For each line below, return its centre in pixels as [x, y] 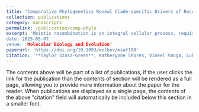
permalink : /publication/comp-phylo [51, 28]
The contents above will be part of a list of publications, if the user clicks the [99, 72]
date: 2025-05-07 [28, 39]
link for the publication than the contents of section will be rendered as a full [99, 78]
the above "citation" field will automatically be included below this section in [99, 97]
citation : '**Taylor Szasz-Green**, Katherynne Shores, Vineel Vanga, [95, 55]
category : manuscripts [34, 22]
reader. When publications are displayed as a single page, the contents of [96, 91]
